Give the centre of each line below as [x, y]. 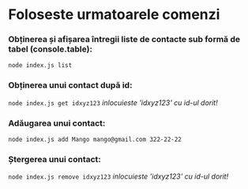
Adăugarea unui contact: [57, 123]
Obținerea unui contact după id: [70, 85]
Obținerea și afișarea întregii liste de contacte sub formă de [124, 40]
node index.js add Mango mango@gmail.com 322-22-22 [95, 140]
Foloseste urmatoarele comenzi [114, 15]
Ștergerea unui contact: [54, 159]
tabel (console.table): [51, 49]
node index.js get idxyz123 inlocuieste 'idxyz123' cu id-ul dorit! [113, 102]
